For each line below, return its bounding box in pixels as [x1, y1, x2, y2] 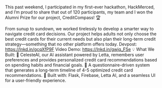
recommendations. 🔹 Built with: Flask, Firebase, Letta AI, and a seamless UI [5, 73, 156, 78]
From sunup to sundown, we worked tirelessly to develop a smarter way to [5, 26, 154, 31]
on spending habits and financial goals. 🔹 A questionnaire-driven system [5, 62, 150, 68]
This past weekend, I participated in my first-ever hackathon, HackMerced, [5, 4, 155, 10]
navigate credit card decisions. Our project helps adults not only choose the [5, 31, 157, 37]
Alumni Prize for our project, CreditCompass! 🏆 [5, 15, 101, 20]
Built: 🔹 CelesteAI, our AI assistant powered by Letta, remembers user [5, 52, 145, 58]
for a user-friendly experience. [5, 77, 66, 83]
